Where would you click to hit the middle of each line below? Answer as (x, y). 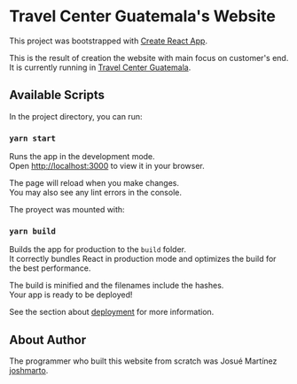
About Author (48, 339)
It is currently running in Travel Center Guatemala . (100, 67)
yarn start (32, 138)
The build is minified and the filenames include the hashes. (117, 286)
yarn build (32, 231)
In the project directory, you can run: (76, 116)
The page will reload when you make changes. (94, 183)
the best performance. (50, 268)
